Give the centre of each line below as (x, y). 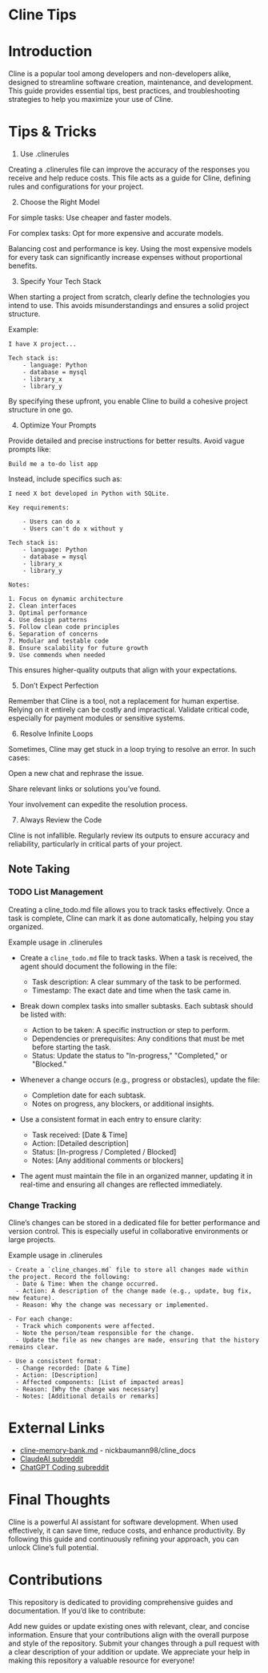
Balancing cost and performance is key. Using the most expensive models (130, 249)
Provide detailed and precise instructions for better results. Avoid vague (127, 441)
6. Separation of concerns (53, 634)
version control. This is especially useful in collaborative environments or (128, 1231)
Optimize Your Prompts (58, 425)
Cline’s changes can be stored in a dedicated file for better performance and (134, 1223)
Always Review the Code (61, 820)
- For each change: (41, 1319)
